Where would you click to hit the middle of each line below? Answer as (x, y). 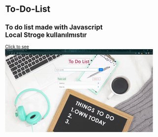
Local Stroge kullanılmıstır (46, 35)
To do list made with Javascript (54, 27)
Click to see (17, 47)
